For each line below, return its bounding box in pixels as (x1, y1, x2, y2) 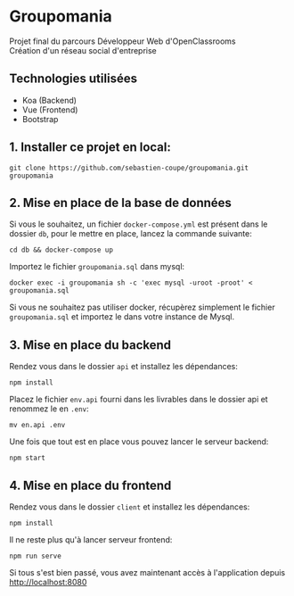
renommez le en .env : (9, 403, 89, 414)
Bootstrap (21, 113, 59, 124)
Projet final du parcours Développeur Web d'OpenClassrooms (9, 36, 236, 46)
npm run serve (9, 551, 62, 560)
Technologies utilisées (9, 71, 138, 87)
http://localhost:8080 (9, 577, 87, 587)
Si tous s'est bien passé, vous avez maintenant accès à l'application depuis (9, 567, 286, 577)
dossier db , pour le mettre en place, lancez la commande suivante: (9, 228, 252, 239)
